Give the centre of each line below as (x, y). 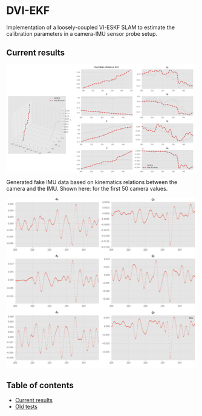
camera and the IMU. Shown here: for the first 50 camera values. (87, 188)
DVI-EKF (28, 11)
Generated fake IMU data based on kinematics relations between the (92, 182)
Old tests (26, 406)
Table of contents (40, 385)
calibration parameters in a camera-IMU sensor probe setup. (82, 33)
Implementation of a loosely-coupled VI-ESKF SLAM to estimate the (91, 27)
